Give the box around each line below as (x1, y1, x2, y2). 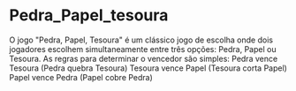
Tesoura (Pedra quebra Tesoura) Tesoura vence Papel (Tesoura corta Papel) (9, 63, 287, 73)
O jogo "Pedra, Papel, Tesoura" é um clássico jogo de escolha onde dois (9, 34, 274, 45)
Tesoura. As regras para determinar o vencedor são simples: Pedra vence (9, 53, 278, 64)
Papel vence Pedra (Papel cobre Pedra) (9, 72, 153, 82)
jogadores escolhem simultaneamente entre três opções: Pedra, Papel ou (9, 43, 277, 54)
